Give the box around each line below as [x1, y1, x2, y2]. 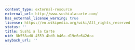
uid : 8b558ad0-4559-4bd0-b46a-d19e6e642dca [5, 34, 94, 39]
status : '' [5, 25, 27, 30]
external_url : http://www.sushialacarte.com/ [5, 11, 98, 16]
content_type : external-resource [5, 7, 72, 12]
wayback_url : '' [5, 38, 38, 43]
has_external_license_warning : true [5, 16, 79, 20]
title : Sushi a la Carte [5, 29, 55, 34]
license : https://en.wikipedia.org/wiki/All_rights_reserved [5, 20, 131, 25]
